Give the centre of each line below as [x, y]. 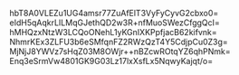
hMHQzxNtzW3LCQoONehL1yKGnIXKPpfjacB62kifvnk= [113, 32]
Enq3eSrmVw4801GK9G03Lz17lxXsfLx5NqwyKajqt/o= [111, 61]
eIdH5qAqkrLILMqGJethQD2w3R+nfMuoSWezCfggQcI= [115, 23]
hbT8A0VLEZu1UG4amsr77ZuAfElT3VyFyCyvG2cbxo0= [114, 13]
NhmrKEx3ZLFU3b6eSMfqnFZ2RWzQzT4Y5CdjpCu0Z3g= [119, 42]
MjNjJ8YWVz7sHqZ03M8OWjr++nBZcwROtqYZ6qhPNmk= [120, 52]
